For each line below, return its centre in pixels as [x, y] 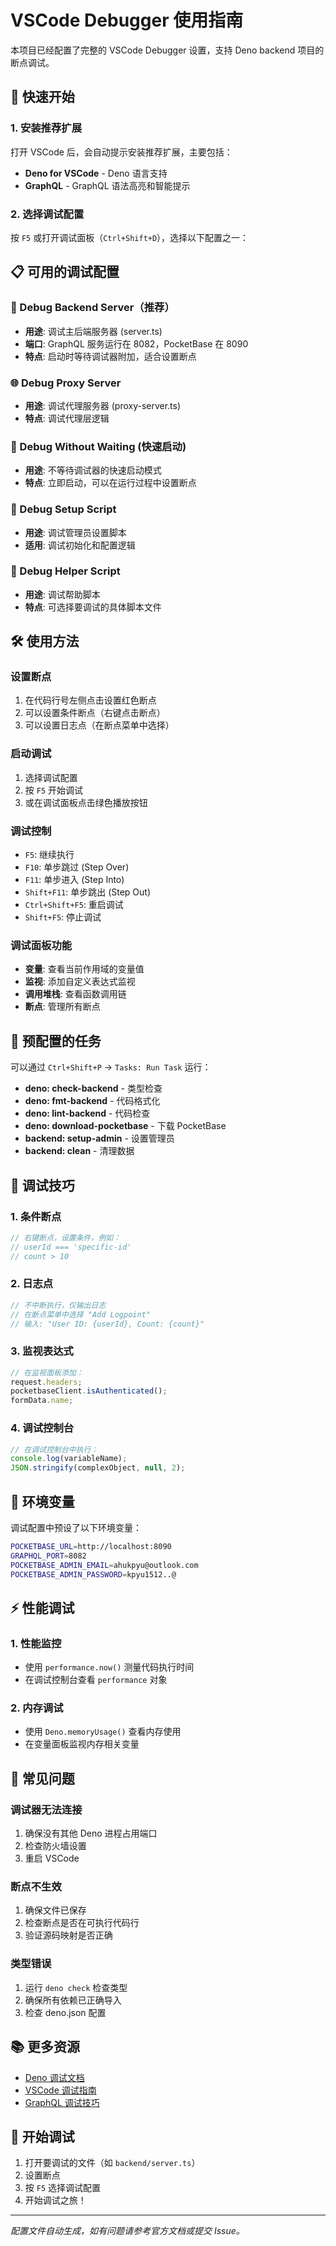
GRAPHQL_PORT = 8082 [48, 1556]
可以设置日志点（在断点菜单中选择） [99, 725]
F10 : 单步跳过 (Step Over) [77, 867]
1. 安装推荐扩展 [46, 128]
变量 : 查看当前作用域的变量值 [84, 969]
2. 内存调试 [37, 1708]
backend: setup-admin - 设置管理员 [99, 1138]
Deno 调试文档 [54, 2077]
